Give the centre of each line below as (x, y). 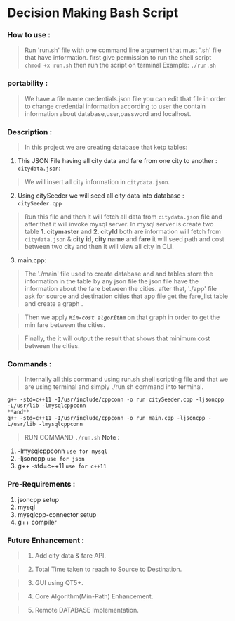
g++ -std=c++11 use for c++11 (62, 466)
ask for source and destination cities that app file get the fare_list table (126, 296)
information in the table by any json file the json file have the (112, 281)
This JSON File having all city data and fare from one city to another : (117, 161)
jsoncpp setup (38, 499)
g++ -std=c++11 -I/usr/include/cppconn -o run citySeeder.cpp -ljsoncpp (116, 400)
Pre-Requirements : (41, 485)
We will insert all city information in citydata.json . (97, 182)
